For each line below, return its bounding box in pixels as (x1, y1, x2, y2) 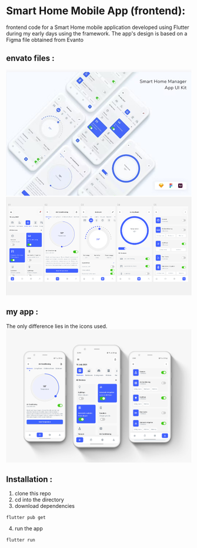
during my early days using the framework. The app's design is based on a (6, 30, 188, 37)
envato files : (6, 53, 55, 63)
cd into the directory (14, 496, 65, 503)
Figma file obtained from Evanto (6, 36, 84, 43)
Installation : (6, 474, 53, 484)
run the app (14, 525, 43, 532)
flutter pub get (6, 515, 46, 521)
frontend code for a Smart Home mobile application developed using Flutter (6, 24, 189, 31)
